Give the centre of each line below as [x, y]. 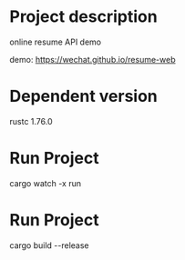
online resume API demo [56, 42]
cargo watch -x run [46, 183]
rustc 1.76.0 [31, 121]
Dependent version [83, 96]
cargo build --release [49, 245]
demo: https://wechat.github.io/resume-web [92, 59]
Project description [83, 17]
